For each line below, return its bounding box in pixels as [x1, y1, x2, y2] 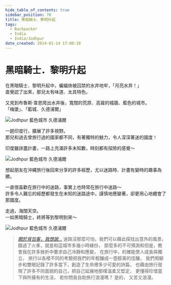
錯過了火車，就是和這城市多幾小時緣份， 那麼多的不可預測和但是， [17, 242, 158, 248]
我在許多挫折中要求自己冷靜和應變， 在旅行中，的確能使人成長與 [22, 249, 158, 255]
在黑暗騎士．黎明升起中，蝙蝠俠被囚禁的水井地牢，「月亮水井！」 [5, 82, 142, 89]
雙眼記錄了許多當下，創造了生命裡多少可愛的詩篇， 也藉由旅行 [27, 261, 158, 268]
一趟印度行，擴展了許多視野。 [5, 127, 68, 134]
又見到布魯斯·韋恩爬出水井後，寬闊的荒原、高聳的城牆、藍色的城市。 [5, 99, 150, 105]
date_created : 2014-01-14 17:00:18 [5, 41, 81, 46]
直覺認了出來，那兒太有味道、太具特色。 [5, 89, 90, 95]
